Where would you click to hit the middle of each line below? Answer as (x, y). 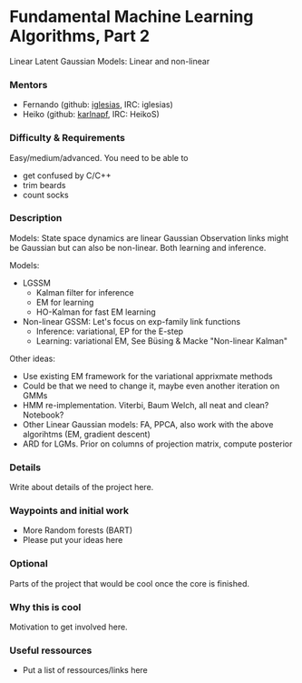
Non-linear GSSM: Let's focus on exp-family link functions (132, 321)
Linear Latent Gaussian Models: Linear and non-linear (110, 61)
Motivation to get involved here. (69, 627)
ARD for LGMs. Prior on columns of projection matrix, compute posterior (157, 444)
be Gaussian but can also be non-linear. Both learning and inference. (138, 247)
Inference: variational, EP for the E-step (110, 331)
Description (36, 218)
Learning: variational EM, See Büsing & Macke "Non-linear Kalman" (162, 341)
